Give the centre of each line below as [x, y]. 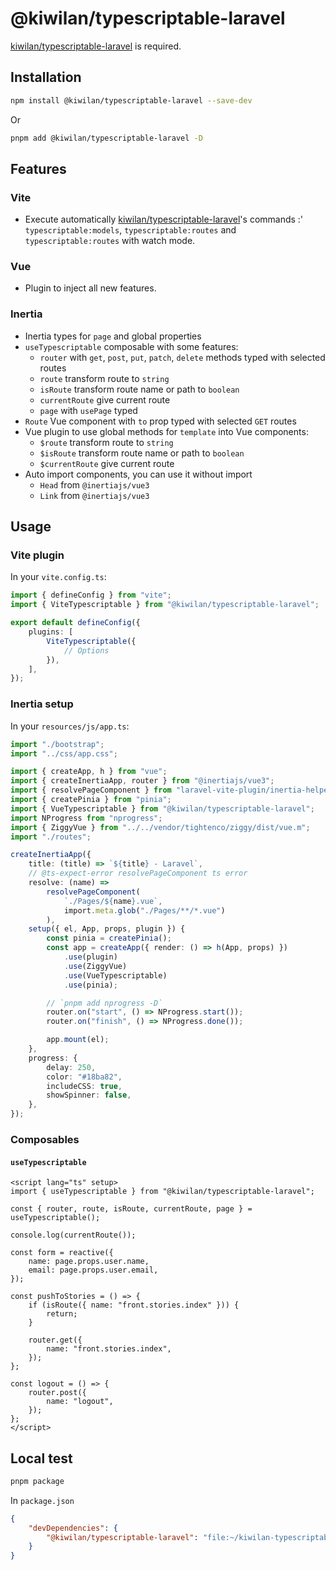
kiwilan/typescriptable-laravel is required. [96, 46]
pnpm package [37, 1481]
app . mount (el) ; [78, 1040]
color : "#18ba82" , [84, 1077]
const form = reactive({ [62, 1253]
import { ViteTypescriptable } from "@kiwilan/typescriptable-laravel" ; [165, 605]
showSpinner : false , [89, 1095]
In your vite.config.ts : [58, 577]
